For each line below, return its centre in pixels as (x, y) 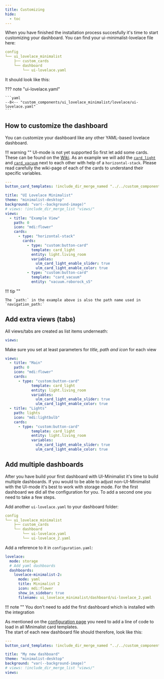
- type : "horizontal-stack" (47, 236)
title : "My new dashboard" (32, 654)
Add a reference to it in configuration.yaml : (49, 547)
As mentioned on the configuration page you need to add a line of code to (80, 621)
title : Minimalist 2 (39, 584)
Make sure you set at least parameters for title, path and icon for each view (81, 349)
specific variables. (23, 173)
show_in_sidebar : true (41, 593)
